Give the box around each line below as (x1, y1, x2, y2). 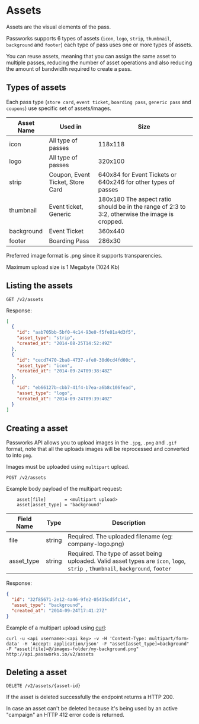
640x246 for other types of (98, 178, 175, 186)
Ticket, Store (49, 178, 85, 186)
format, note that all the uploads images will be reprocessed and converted (6, 446, 190, 453)
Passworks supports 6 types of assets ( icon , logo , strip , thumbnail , (6, 35, 172, 42)
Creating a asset (6, 423, 68, 433)
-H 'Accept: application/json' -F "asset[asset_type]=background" (21, 641, 190, 647)
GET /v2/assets (6, 296, 44, 302)
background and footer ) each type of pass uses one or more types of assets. (6, 41, 193, 48)
